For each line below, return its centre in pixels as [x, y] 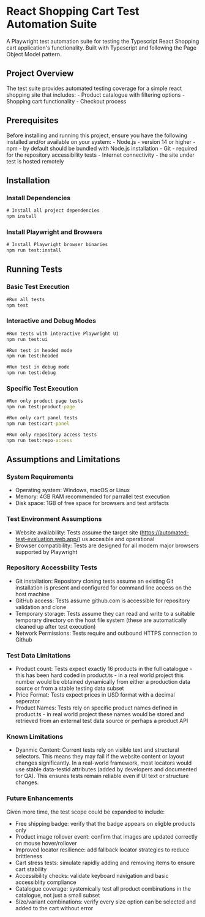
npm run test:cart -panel [38, 424]
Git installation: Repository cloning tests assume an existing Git [94, 581]
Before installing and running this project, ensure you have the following [97, 135]
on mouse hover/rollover [46, 843]
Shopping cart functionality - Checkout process [66, 101]
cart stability [31, 869]
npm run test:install [34, 250]
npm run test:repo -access [39, 440]
